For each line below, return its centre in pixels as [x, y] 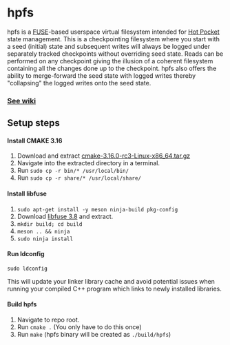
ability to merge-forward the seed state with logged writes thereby [102, 75]
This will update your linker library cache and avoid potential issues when [111, 281]
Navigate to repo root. [48, 320]
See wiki [22, 101]
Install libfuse [27, 194]
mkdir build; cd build [50, 224]
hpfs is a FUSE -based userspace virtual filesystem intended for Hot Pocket [114, 32]
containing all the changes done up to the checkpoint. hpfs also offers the [112, 68]
